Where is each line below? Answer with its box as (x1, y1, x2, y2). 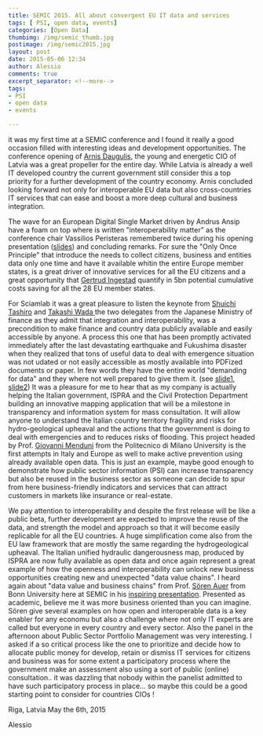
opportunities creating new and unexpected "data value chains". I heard (8, 573, 241, 582)
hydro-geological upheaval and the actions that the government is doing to (8, 424, 250, 433)
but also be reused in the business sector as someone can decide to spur (8, 474, 246, 483)
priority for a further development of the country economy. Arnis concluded (8, 177, 253, 185)
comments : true (8, 70, 58, 78)
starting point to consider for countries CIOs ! (8, 690, 155, 699)
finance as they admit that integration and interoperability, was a (8, 316, 216, 324)
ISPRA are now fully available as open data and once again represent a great (8, 556, 256, 566)
